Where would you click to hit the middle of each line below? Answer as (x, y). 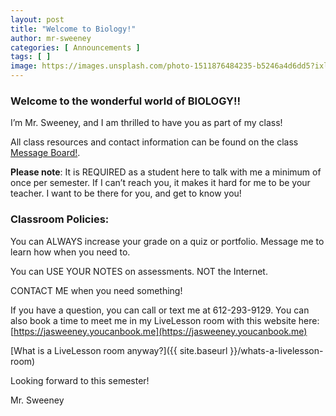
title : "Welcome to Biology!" (73, 29)
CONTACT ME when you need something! (96, 290)
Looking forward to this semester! (80, 380)
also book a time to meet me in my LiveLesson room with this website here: (165, 320)
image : (24, 66)
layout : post (37, 19)
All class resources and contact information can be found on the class (154, 142)
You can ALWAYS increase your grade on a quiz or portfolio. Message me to (167, 241)
